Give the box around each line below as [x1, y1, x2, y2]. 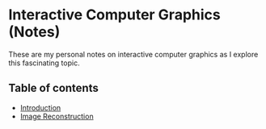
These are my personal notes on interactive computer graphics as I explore [8, 49, 259, 59]
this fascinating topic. [8, 58, 80, 68]
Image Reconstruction [19, 111, 95, 121]
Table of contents [8, 81, 99, 95]
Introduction [19, 102, 61, 112]
